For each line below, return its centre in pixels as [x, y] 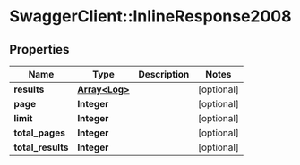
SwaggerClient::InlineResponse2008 [150, 16]
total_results [41, 147]
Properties [39, 49]
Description [164, 74]
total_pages [39, 133]
